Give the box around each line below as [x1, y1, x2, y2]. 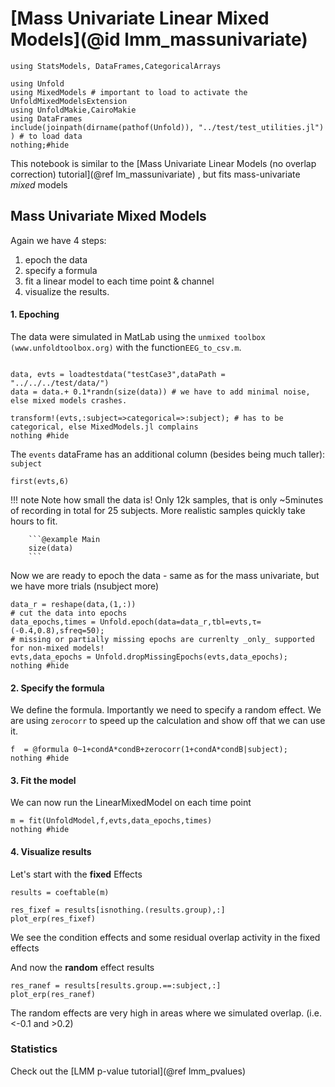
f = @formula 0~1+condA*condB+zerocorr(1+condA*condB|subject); [10, 745, 288, 755]
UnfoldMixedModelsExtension [10, 96, 128, 106]
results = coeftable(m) [10, 887, 110, 897]
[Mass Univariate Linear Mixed [10, 7, 270, 30]
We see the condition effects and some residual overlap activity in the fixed [10, 931, 321, 943]
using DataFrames [10, 113, 83, 124]
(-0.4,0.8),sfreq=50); [10, 625, 105, 636]
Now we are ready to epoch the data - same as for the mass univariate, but [10, 569, 320, 581]
